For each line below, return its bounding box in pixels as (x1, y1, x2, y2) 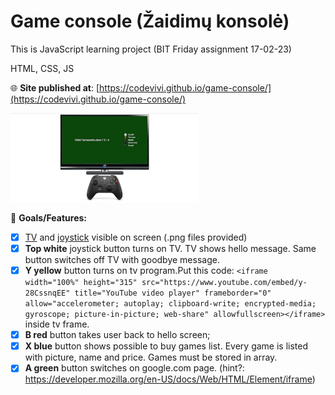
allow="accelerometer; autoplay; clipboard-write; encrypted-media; (24, 299, 317, 309)
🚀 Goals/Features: (10, 211, 88, 224)
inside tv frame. (24, 318, 90, 330)
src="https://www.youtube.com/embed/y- (141, 278, 308, 288)
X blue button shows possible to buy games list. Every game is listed (24, 340, 309, 352)
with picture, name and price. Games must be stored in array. (24, 351, 278, 364)
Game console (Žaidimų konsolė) (10, 10, 290, 33)
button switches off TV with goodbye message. (24, 254, 220, 266)
